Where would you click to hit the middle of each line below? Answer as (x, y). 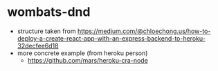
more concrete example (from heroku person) (82, 53)
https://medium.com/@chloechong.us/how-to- (144, 31)
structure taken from (46, 31)
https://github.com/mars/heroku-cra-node (88, 60)
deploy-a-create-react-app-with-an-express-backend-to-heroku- (111, 38)
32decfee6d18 (38, 45)
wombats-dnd (49, 12)
